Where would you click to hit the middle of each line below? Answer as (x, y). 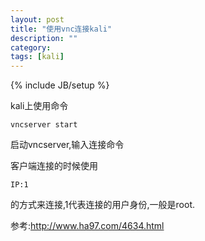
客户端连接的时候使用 (54, 166)
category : (31, 47)
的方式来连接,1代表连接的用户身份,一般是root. (102, 205)
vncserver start (44, 125)
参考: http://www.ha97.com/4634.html (87, 226)
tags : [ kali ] (37, 57)
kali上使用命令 (39, 106)
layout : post (37, 19)
